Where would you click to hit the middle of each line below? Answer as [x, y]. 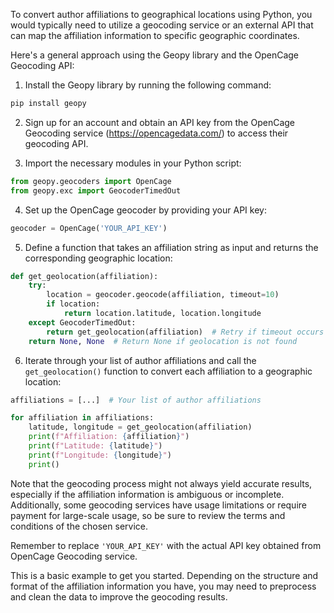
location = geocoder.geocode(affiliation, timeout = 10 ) [163, 295]
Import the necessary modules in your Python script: [133, 163]
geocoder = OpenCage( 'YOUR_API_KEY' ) [89, 228]
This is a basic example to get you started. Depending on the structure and [164, 575]
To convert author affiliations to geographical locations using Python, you [161, 14]
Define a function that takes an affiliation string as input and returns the [171, 247]
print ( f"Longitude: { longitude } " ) [100, 455]
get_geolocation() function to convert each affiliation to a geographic [168, 371]
